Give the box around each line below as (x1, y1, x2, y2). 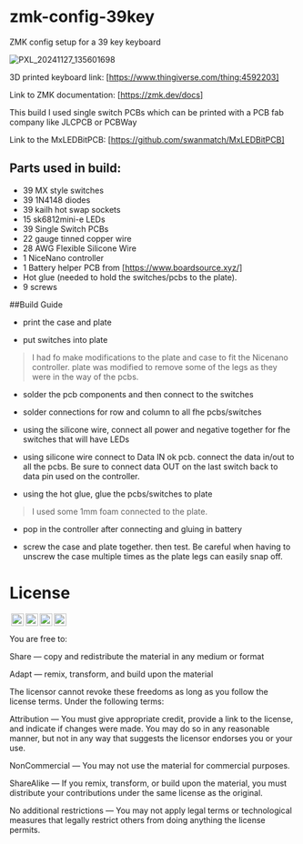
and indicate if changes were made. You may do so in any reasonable (9, 723, 270, 734)
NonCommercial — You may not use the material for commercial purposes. (9, 759, 290, 770)
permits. (9, 824, 41, 835)
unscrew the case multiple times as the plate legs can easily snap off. (22, 550, 284, 561)
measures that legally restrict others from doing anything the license (9, 814, 266, 825)
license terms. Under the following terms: (9, 696, 165, 707)
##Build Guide (9, 298, 64, 310)
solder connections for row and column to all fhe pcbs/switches (22, 407, 262, 417)
